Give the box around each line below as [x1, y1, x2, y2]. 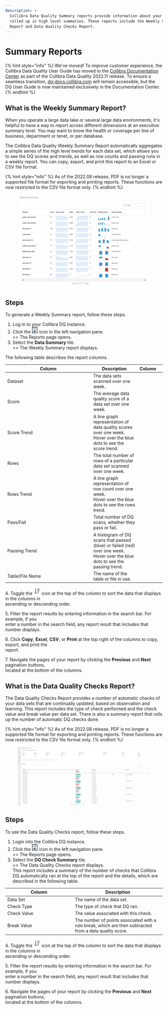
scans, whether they [93, 520, 135, 526]
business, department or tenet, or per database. [5, 133, 104, 139]
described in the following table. [12, 878, 79, 884]
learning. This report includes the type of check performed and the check [5, 706, 157, 712]
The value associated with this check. [74, 910, 152, 916]
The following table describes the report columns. [5, 354, 108, 360]
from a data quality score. [74, 928, 127, 934]
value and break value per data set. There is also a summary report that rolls [5, 711, 162, 717]
